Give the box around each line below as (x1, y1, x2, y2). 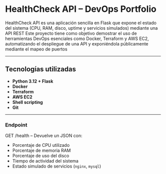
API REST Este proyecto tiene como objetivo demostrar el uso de (5, 30, 137, 36)
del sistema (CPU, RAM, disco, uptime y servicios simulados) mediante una (5, 25, 158, 31)
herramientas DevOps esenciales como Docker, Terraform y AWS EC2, (5, 36, 149, 42)
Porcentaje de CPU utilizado (12, 142, 70, 148)
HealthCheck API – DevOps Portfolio (5, 3, 157, 15)
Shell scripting (12, 99, 43, 105)
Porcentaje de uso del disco (12, 153, 70, 159)
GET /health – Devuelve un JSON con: (5, 132, 83, 139)
